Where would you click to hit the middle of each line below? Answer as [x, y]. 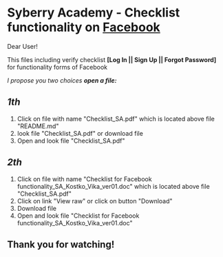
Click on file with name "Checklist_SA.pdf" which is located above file [116, 119]
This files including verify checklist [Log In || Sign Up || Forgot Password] [112, 59]
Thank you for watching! [61, 244]
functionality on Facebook [84, 27]
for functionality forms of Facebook [57, 67]
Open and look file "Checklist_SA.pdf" [71, 141]
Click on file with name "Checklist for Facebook [85, 179]
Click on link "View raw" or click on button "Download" [95, 201]
